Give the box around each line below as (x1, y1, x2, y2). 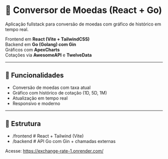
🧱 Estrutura (5, 119, 41, 128)
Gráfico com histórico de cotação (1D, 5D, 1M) (12, 89, 107, 95)
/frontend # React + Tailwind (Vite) (12, 132, 84, 139)
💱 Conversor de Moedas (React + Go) (5, 4, 162, 16)
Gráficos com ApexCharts (5, 46, 60, 52)
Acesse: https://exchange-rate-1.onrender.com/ (5, 147, 103, 154)
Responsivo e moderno (12, 100, 60, 106)
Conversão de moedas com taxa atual (12, 84, 91, 90)
